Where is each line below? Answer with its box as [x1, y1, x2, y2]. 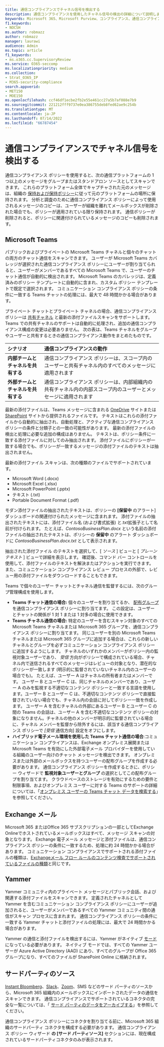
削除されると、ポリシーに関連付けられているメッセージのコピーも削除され [5, 215, 155, 221]
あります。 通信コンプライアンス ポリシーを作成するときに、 [20, 764, 143, 770]
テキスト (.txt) [12, 492, 41, 498]
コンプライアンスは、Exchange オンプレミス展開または [39, 740, 150, 745]
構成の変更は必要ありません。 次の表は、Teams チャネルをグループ [21, 326, 157, 332]
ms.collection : [5, 71, 36, 76]
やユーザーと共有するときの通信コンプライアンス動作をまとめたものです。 [5, 333, 154, 339]
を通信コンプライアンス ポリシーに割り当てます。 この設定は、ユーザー [12, 605, 155, 611]
